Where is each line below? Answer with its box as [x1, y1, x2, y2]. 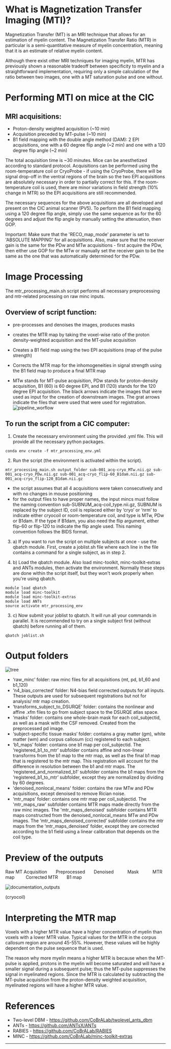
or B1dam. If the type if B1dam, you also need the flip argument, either [12, 518, 159, 524]
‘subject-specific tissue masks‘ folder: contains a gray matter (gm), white [12, 731, 166, 737]
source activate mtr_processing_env [5, 603, 83, 609]
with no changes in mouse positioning [12, 491, 93, 497]
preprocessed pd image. [12, 726, 65, 732]
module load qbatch [5, 585, 47, 591]
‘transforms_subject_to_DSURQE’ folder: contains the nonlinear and [12, 704, 154, 710]
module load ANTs [5, 599, 42, 604]
